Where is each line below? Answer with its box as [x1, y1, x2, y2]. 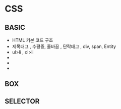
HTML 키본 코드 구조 [12, 37, 53, 43]
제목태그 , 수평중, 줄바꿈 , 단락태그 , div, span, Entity [12, 43, 116, 49]
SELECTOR [5, 97, 40, 105]
